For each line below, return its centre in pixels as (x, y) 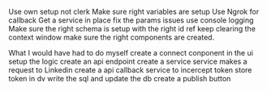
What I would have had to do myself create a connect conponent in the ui (131, 53)
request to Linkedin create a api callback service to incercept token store (130, 70)
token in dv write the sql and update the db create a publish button (120, 79)
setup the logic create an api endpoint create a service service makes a (128, 61)
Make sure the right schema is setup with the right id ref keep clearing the (132, 29)
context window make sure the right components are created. (112, 37)
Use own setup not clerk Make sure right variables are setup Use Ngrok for (134, 12)
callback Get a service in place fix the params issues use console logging (131, 20)
